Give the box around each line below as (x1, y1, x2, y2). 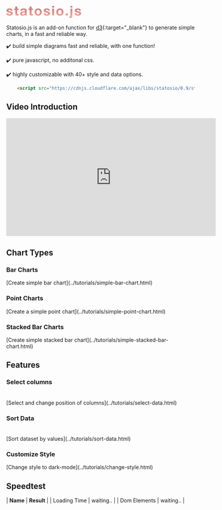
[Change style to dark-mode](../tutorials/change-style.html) (6, 464, 154, 471)
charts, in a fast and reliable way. (6, 31, 88, 37)
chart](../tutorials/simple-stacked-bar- (74, 336, 169, 344)
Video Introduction (6, 102, 78, 112)
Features (6, 360, 40, 371)
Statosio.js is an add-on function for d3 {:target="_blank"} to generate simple (6, 24, 195, 31)
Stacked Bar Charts (6, 323, 64, 331)
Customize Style (6, 450, 56, 458)
